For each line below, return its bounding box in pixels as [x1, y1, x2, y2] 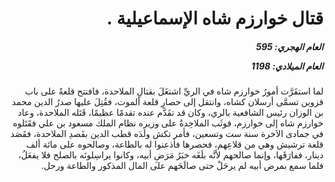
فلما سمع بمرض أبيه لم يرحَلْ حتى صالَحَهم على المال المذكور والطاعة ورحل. [41, 160, 324, 172]
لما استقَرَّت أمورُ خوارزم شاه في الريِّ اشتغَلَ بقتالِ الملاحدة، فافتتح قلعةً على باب [24, 85, 324, 97]
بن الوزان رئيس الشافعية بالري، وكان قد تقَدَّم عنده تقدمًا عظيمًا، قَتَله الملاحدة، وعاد [17, 107, 324, 119]
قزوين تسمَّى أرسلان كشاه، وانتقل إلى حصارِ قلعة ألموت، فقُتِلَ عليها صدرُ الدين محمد [11, 96, 324, 108]
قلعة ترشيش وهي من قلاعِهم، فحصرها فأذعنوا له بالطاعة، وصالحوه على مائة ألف [26, 138, 324, 151]
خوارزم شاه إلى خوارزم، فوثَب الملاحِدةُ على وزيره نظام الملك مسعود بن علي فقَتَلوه [12, 117, 324, 129]
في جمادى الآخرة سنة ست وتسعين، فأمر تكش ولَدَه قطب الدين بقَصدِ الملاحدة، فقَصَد [9, 128, 324, 140]
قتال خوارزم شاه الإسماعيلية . [106, 7, 324, 30]
